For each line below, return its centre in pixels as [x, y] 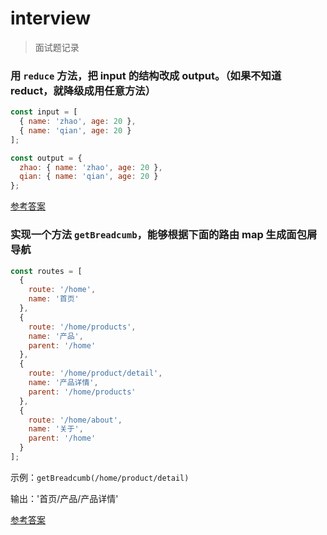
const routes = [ [46, 271]
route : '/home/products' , [82, 327]
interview [50, 18]
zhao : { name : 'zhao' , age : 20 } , [91, 167]
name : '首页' [54, 299]
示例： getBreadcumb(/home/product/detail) [100, 477]
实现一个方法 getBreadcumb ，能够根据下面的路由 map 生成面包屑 [164, 235]
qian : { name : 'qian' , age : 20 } [89, 177]
